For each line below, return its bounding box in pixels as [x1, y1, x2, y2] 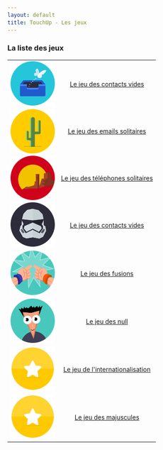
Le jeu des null [86, 317, 128, 326]
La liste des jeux [7, 43, 64, 53]
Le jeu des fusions [80, 269, 134, 278]
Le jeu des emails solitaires [67, 127, 147, 136]
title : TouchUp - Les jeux [7, 18, 87, 26]
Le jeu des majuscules [74, 413, 140, 422]
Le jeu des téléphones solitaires [61, 174, 154, 182]
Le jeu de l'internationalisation [63, 366, 151, 374]
